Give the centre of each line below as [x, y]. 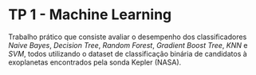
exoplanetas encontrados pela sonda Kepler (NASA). [95, 62]
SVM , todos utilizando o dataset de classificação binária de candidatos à [128, 53]
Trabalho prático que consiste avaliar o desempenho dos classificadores [128, 37]
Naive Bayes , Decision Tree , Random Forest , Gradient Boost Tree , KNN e [128, 45]
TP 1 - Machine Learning [90, 15]
